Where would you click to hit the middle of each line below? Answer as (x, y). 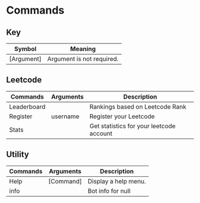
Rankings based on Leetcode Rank (137, 106)
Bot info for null (109, 191)
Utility (18, 155)
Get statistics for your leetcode (132, 126)
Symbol (25, 49)
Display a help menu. (117, 181)
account (101, 133)
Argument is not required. (83, 59)
